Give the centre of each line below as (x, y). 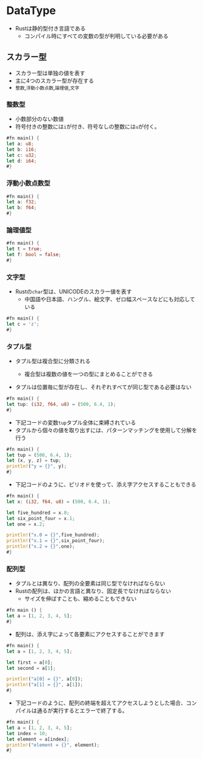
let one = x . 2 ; (26, 524)
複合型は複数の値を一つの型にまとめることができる (89, 374)
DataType (31, 11)
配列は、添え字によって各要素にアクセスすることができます (90, 634)
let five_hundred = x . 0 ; (38, 513)
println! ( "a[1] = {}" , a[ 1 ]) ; (45, 685)
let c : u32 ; (21, 155)
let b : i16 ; (21, 149)
